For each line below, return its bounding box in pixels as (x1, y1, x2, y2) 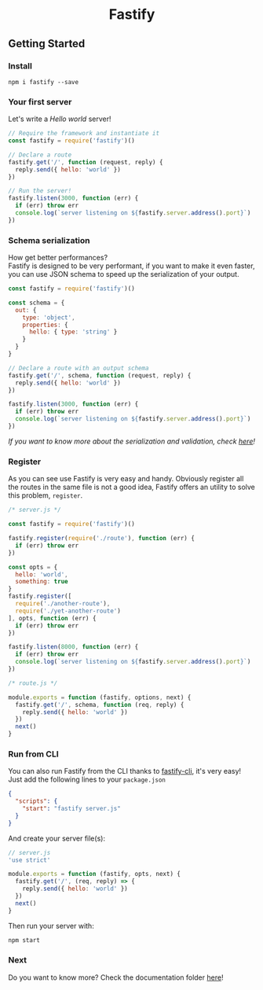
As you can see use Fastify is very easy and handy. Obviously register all (8, 474, 244, 484)
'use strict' (8, 856, 51, 864)
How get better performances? (8, 253, 108, 263)
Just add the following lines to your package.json (8, 775, 166, 784)
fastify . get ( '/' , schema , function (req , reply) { (15, 701, 184, 708)
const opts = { (8, 563, 58, 571)
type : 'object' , (22, 313, 76, 322)
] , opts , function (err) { (8, 614, 97, 622)
